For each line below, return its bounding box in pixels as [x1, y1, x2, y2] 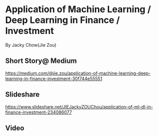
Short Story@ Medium [5, 57, 77, 65]
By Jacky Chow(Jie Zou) [5, 42, 57, 48]
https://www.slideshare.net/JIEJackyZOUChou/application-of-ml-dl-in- [5, 104, 153, 110]
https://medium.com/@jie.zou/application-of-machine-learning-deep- [5, 70, 151, 76]
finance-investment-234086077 [5, 109, 72, 115]
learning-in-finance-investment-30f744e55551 [5, 75, 102, 82]
